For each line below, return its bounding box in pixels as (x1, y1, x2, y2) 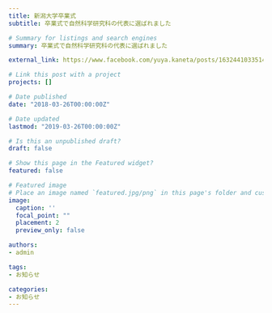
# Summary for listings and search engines (8, 34, 158, 42)
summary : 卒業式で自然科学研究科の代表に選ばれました (8, 41, 168, 49)
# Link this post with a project (8, 70, 121, 79)
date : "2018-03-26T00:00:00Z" (8, 100, 111, 108)
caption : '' (15, 204, 57, 212)
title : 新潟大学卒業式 (8, 11, 77, 20)
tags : (8, 263, 27, 271)
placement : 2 (15, 219, 60, 227)
